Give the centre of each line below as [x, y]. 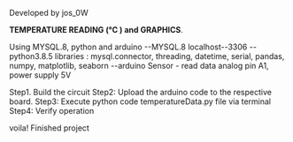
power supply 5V [40, 75]
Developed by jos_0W [49, 13]
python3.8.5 [31, 56]
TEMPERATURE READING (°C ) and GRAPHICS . [96, 30]
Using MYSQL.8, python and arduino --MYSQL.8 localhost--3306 [128, 47]
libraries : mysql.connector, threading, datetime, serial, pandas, [170, 56]
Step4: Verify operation [52, 111]
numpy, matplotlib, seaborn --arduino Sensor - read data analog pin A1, [139, 66]
